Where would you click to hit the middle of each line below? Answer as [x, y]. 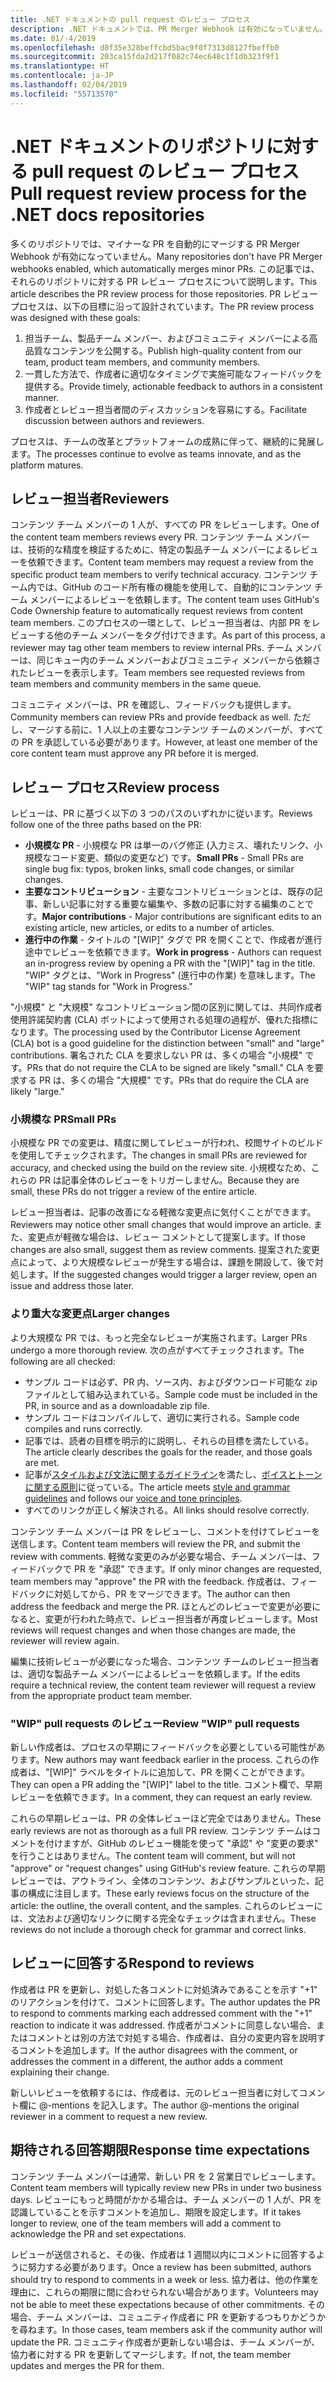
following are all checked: [63, 1361]
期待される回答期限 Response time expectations [160, 2150]
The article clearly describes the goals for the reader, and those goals [168, 1452]
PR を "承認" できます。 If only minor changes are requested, [197, 1568]
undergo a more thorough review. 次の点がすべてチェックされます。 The [157, 1350]
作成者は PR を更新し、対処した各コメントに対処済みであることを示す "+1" [164, 1989]
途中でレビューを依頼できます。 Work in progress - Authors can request [173, 952]
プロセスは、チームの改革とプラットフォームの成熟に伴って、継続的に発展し [167, 441]
